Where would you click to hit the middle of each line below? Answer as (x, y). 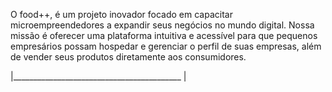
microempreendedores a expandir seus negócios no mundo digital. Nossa (162, 25)
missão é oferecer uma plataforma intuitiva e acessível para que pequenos (164, 35)
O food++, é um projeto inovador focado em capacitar (121, 14)
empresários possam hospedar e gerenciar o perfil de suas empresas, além (166, 46)
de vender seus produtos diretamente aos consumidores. (128, 57)
